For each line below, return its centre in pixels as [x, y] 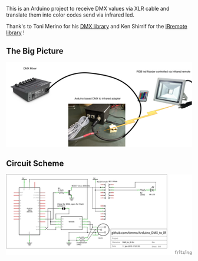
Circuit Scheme [35, 163]
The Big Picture [35, 51]
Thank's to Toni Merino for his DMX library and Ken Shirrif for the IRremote [97, 26]
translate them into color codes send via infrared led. [70, 15]
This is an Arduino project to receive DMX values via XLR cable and [88, 9]
